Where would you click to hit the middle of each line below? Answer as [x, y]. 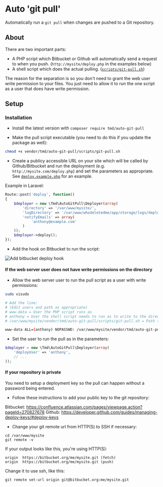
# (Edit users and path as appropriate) [47, 307]
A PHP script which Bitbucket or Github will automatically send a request [84, 59]
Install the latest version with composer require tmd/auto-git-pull [78, 128]
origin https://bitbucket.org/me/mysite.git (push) [59, 462]
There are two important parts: [36, 49]
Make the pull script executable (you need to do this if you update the [81, 138]
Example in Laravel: [24, 186]
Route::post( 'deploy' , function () [40, 195]
